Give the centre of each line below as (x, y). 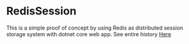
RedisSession (42, 11)
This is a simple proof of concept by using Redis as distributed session (95, 28)
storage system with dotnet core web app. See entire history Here (89, 34)
